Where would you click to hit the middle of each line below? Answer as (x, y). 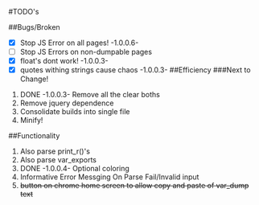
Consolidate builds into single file (75, 112)
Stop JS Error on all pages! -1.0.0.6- (79, 43)
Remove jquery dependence (67, 103)
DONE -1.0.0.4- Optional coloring (75, 169)
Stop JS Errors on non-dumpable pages (86, 52)
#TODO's (24, 12)
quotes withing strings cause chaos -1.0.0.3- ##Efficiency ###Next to (135, 70)
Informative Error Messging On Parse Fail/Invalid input (109, 177)
